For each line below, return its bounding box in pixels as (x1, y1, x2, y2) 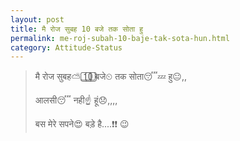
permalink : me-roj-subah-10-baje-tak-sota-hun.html (10, 33, 230, 43)
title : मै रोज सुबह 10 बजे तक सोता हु (10, 24, 144, 34)
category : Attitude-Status (10, 42, 123, 53)
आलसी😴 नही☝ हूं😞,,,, (34, 94, 118, 106)
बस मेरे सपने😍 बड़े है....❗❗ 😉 (34, 118, 130, 130)
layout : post (10, 14, 65, 25)
